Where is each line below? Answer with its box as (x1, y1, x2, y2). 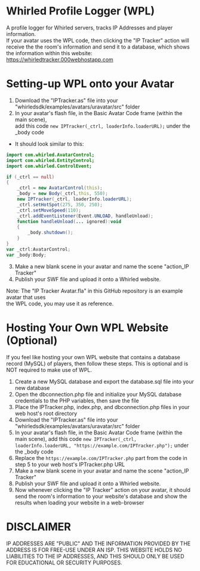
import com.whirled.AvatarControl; (6, 152, 95, 158)
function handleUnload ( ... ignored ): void (17, 218, 121, 224)
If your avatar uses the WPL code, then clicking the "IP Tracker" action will (6, 37, 189, 44)
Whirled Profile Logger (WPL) (6, 4, 155, 18)
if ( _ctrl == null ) (6, 174, 55, 180)
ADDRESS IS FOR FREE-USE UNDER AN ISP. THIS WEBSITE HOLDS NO (6, 546, 182, 553)
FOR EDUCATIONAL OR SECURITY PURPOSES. (6, 559, 122, 566)
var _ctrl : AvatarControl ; (6, 246, 70, 253)
